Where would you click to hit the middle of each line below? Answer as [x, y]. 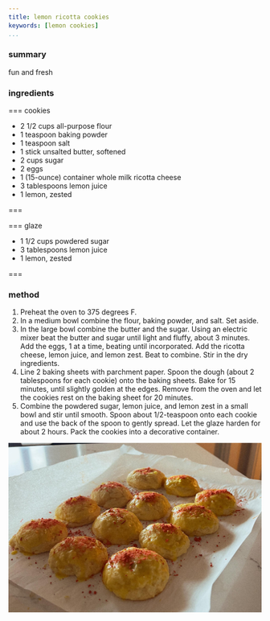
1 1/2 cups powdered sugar [65, 241]
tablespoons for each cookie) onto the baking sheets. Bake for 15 [127, 380]
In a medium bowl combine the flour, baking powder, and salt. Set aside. [139, 321]
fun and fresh [31, 72]
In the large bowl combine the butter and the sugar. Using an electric [133, 329]
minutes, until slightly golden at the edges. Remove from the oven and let [141, 389]
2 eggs [31, 169]
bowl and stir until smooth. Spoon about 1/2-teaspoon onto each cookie [138, 415]
